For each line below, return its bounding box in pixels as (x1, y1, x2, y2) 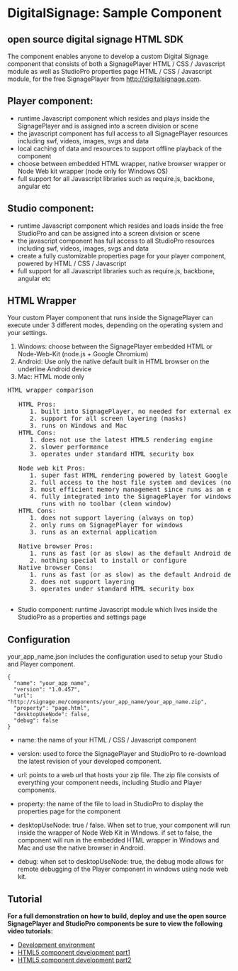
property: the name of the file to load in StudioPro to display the (17, 800, 204, 808)
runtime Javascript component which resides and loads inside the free (17, 221, 224, 230)
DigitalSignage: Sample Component (7, 5, 222, 21)
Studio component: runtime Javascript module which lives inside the (17, 605, 217, 614)
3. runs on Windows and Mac (29, 422, 127, 430)
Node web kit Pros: (18, 464, 86, 473)
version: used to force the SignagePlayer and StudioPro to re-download (17, 750, 227, 758)
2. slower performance (29, 443, 108, 451)
